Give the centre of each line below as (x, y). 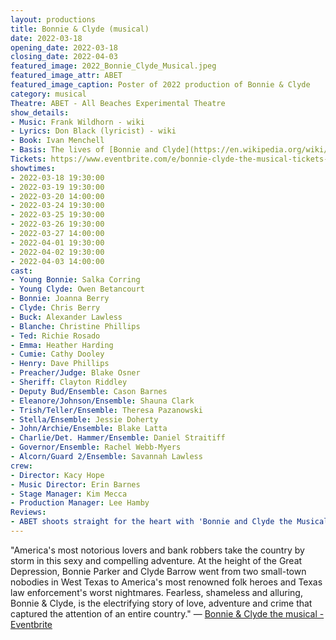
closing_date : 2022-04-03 (64, 57)
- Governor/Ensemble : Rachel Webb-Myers (96, 447)
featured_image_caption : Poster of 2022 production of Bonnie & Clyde (160, 85)
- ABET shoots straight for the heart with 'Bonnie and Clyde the (151, 522)
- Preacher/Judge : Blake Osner (75, 373)
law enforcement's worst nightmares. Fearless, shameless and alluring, (156, 592)
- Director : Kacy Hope (57, 475)
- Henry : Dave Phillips (60, 364)
